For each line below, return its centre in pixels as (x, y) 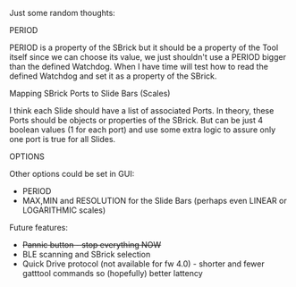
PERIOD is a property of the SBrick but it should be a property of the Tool (144, 47)
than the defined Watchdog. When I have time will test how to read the (139, 67)
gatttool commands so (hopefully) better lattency (112, 273)
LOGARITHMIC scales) (64, 210)
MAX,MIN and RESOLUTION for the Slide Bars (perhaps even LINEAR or (155, 201)
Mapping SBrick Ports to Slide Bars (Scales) (90, 93)
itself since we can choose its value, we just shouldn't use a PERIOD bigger (148, 57)
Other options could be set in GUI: (72, 174)
